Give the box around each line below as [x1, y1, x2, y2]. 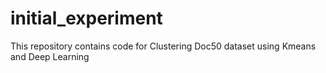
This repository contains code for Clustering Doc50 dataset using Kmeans [10, 40, 317, 52]
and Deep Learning [10, 50, 90, 62]
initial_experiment [10, 7, 163, 30]
